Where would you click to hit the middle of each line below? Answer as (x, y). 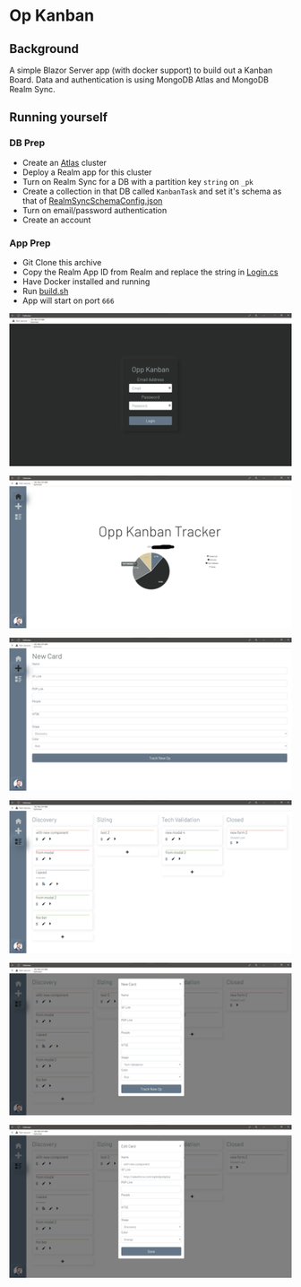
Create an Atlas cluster (64, 162)
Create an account (56, 220)
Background (44, 49)
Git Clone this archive (62, 262)
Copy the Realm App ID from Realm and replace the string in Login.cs (150, 272)
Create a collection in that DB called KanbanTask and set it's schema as (152, 191)
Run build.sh (45, 291)
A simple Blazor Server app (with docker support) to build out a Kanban (141, 70)
